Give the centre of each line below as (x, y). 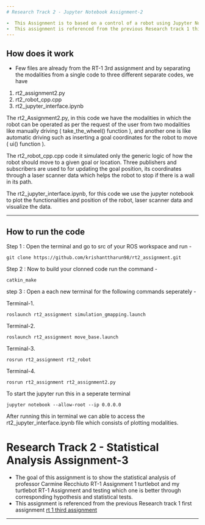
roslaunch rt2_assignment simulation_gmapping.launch (76, 315)
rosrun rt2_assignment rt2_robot (49, 360)
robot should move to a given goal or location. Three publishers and (92, 162)
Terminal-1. (20, 303)
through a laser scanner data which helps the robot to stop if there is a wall (101, 176)
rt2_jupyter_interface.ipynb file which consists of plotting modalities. (92, 423)
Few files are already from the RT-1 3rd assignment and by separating (103, 69)
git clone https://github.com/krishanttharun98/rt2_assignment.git (94, 258)
